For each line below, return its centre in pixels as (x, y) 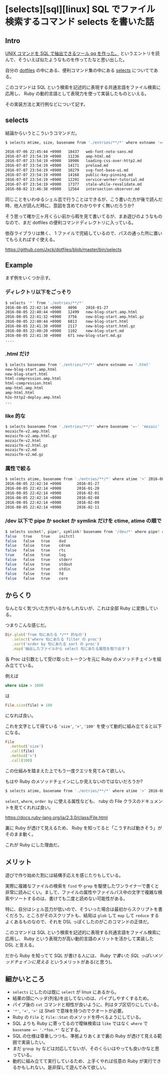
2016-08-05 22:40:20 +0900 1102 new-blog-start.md (64, 331)
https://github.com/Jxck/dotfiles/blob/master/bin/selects (63, 249)
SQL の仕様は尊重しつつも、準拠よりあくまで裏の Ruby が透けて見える (85, 1036)
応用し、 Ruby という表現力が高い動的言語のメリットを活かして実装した (79, 938)
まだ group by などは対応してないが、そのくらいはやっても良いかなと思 (86, 1048)
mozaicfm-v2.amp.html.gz (31, 436)
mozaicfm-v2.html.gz (27, 445)
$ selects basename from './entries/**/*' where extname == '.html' (78, 365)
